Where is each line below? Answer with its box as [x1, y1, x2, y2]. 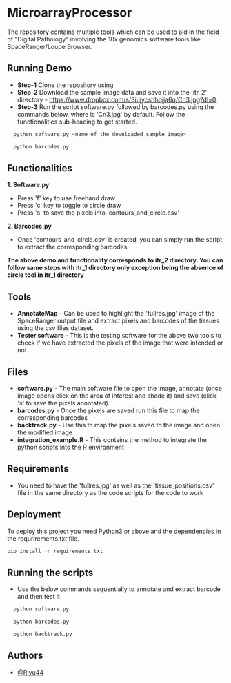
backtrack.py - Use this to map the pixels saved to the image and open [17, 421, 221, 429]
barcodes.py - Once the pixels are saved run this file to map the [17, 406, 200, 414]
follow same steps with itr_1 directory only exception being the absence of [7, 264, 224, 272]
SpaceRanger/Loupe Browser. [7, 42, 92, 50]
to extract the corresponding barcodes [17, 243, 128, 251]
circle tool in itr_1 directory [7, 271, 84, 279]
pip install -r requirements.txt [7, 548, 103, 555]
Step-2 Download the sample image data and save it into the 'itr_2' [17, 88, 208, 96]
